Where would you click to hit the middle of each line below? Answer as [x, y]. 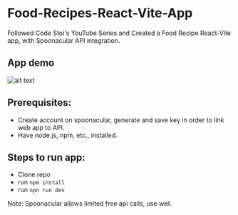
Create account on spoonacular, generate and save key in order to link [121, 120]
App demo [31, 63]
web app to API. [41, 127]
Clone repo [34, 175]
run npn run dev [41, 190]
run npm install [41, 182]
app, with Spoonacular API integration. [64, 40]
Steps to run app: [46, 157]
